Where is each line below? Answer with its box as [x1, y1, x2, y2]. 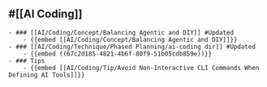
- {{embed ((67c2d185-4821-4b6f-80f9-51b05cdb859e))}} [23, 49, 213, 58]
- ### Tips [8, 56, 45, 64]
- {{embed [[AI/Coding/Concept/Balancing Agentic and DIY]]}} [23, 35, 238, 43]
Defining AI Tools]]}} [8, 71, 85, 79]
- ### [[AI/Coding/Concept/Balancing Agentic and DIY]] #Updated [8, 28, 234, 36]
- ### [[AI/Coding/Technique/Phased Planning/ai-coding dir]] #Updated [8, 43, 256, 51]
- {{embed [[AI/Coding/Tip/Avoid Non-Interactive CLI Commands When [23, 64, 260, 72]
